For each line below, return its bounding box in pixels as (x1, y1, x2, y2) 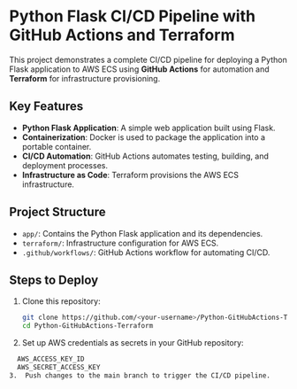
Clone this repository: (21, 296, 101, 307)
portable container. (21, 141, 92, 152)
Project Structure (9, 205, 106, 220)
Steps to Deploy (9, 272, 99, 287)
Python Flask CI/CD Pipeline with (9, 6, 256, 27)
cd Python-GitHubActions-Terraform (21, 322, 154, 331)
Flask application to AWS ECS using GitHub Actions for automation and (9, 64, 270, 74)
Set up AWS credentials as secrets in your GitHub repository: (21, 338, 245, 348)
